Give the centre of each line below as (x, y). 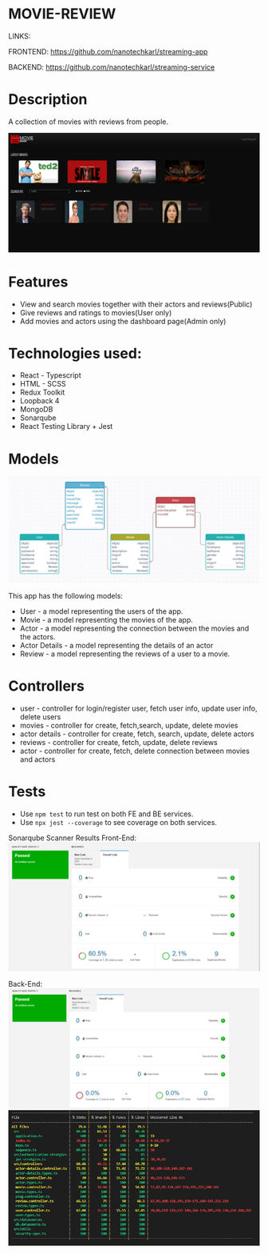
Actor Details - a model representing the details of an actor (116, 646)
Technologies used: (75, 353)
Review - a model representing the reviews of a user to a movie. (125, 654)
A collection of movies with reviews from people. (89, 122)
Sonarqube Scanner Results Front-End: (73, 838)
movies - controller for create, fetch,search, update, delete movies (129, 725)
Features (38, 282)
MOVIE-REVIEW (62, 14)
